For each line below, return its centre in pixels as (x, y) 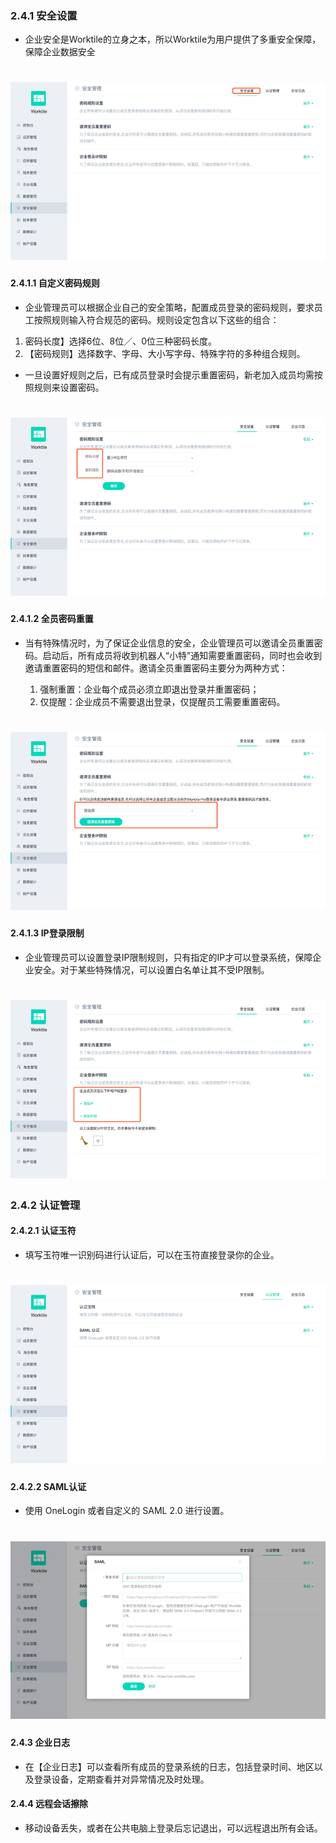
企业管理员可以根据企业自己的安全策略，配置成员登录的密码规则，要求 (169, 307)
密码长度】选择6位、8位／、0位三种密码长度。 (120, 341)
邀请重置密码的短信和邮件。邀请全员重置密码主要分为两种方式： (156, 668)
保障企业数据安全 (60, 52)
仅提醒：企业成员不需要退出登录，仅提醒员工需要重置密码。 (162, 701)
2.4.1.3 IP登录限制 (47, 933)
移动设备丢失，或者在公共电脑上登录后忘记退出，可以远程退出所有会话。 (173, 1828)
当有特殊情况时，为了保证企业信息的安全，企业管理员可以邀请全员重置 (169, 643)
